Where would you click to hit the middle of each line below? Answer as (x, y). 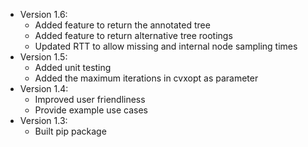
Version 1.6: (43, 14)
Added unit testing (73, 67)
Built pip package (70, 131)
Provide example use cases (91, 110)
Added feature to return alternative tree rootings (133, 35)
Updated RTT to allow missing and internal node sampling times (166, 46)
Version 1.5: (43, 57)
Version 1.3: (43, 120)
